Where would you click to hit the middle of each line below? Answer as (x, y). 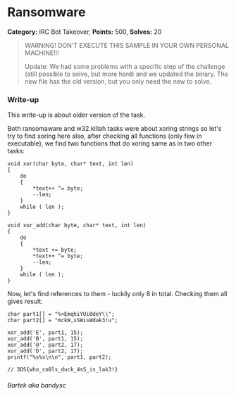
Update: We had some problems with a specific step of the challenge (125, 66)
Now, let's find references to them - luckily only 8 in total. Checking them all (117, 294)
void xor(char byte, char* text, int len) (70, 164)
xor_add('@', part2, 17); (45, 345)
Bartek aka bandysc (37, 385)
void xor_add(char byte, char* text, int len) (77, 226)
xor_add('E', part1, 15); (45, 333)
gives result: (25, 301)
